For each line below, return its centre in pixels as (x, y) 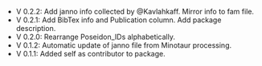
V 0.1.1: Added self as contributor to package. (91, 54)
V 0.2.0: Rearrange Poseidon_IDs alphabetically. (95, 37)
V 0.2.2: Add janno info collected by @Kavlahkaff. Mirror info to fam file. (135, 12)
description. (36, 28)
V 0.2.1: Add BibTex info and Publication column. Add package (119, 20)
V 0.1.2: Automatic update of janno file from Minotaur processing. (124, 45)
